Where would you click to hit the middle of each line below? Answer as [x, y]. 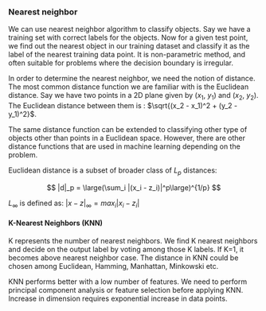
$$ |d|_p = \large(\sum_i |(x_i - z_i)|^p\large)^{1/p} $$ [134, 187]
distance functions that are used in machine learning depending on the [124, 146]
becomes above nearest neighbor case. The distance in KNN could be [123, 258]
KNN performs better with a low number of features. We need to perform [128, 282]
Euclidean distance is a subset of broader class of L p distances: [113, 171]
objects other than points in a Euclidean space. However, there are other [127, 138]
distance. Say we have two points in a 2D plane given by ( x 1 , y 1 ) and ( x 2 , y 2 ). [133, 96]
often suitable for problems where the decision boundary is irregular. [121, 63]
